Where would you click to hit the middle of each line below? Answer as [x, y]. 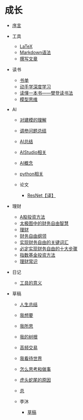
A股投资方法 [32, 217]
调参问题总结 [33, 130]
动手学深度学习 [35, 86]
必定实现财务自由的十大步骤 [49, 249]
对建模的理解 [33, 120]
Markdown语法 [35, 52]
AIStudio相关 [33, 152]
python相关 [31, 173]
